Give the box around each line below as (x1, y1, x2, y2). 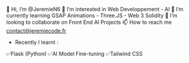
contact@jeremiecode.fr (6, 27, 67, 34)
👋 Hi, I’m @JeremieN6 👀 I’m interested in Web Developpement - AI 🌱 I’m (6, 6, 184, 12)
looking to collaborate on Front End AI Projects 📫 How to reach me (6, 18, 172, 26)
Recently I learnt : (14, 39, 59, 46)
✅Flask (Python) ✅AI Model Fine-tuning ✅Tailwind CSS (6, 51, 143, 57)
